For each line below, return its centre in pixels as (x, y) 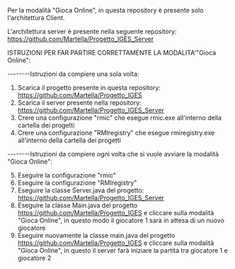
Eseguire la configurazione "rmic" (67, 175)
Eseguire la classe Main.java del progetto (78, 205)
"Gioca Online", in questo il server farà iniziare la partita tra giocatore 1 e (122, 250)
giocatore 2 (34, 258)
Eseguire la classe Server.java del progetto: (81, 190)
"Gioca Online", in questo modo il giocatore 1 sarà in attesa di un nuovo (121, 220)
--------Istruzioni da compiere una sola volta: (73, 74)
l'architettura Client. (36, 18)
